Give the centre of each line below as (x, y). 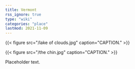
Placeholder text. (23, 62)
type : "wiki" (19, 19)
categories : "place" (27, 24)
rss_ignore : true (23, 14)
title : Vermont (21, 10)
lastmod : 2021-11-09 (27, 28)
